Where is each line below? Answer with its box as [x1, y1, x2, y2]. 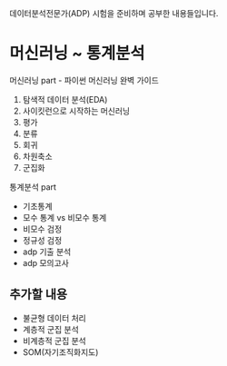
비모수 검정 [22, 223, 63, 234]
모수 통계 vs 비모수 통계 [22, 212, 107, 223]
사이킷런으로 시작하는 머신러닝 [22, 105, 130, 116]
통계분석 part [9, 181, 57, 193]
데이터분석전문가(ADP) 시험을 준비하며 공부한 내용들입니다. [9, 8, 219, 18]
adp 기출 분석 [22, 246, 72, 257]
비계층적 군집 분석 [22, 335, 86, 346]
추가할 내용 [9, 287, 68, 302]
